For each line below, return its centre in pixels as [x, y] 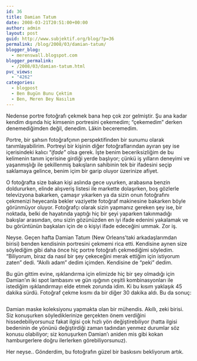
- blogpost [25, 88]
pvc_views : [19, 72]
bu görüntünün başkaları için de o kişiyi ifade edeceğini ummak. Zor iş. [92, 226]
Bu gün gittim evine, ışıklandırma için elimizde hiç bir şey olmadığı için [91, 273]
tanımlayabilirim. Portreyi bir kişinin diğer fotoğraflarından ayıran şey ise [93, 146]
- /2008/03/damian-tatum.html [48, 66]
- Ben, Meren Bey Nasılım [43, 99]
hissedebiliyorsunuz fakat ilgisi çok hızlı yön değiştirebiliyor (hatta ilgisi [92, 322]
